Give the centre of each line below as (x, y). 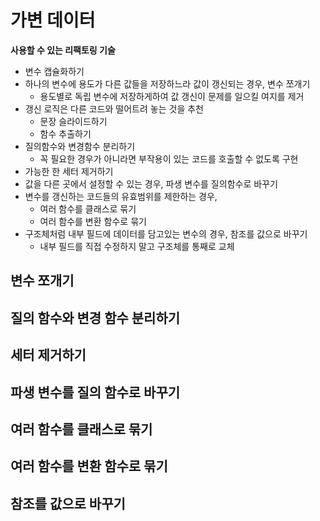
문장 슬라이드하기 (73, 121)
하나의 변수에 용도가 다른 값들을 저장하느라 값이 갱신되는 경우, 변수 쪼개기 (167, 83)
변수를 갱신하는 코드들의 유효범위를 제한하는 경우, (121, 196)
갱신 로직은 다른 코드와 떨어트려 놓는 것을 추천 (114, 108)
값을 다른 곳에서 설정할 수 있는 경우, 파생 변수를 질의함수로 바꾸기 (151, 183)
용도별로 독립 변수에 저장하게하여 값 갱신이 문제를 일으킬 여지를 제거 (172, 96)
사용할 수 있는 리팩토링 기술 (63, 50)
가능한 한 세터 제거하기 (69, 171)
